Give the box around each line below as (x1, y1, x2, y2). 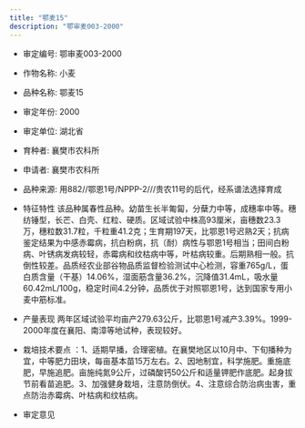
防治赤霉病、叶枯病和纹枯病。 (30, 389, 143, 401)
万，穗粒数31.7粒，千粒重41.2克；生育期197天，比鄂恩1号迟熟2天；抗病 (22, 225, 290, 237)
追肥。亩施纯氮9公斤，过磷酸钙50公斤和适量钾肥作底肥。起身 (54, 366, 285, 378)
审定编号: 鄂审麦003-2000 (22, 47, 123, 59)
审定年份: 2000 (22, 106, 80, 117)
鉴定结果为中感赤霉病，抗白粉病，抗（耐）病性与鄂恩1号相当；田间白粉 (22, 237, 290, 248)
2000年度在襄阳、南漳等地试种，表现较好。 (22, 324, 187, 335)
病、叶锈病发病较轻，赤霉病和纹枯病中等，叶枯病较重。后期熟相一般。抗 (22, 248, 294, 260)
